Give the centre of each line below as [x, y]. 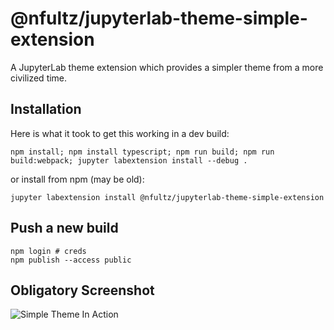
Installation [46, 109]
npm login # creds [48, 251]
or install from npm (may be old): [77, 179]
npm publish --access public [71, 260]
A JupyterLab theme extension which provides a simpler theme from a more [167, 67]
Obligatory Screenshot [82, 290]
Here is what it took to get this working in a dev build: [120, 133]
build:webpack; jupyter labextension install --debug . [129, 160]
